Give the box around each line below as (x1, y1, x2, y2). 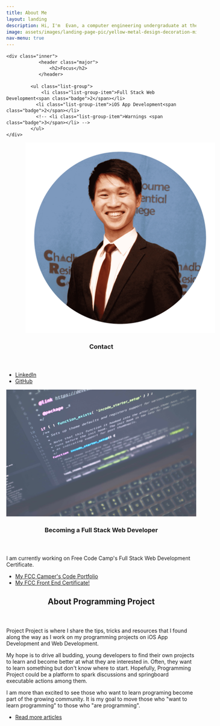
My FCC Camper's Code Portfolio (14, 573, 98, 580)
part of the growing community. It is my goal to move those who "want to (6, 695, 187, 703)
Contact (89, 342, 113, 351)
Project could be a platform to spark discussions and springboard (6, 671, 169, 678)
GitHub (14, 377, 33, 385)
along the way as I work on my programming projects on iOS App (6, 634, 168, 641)
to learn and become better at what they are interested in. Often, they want (6, 658, 192, 666)
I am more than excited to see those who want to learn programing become (6, 689, 193, 696)
